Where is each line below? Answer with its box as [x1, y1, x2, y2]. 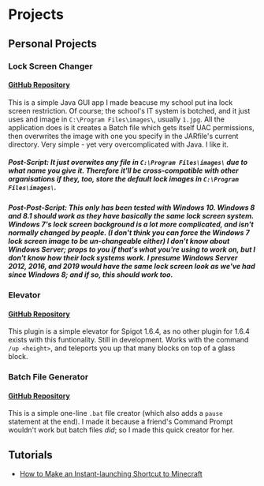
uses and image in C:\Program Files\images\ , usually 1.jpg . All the [8, 114, 225, 124]
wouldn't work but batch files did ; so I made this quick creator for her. [8, 425, 235, 435]
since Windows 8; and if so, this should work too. [8, 270, 173, 279]
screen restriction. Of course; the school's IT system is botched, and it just [8, 106, 251, 115]
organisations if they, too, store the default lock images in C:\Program [8, 174, 239, 184]
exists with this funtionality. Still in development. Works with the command [8, 335, 249, 345]
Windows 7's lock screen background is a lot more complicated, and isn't [8, 219, 254, 229]
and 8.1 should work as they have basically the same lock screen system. [8, 211, 255, 220]
